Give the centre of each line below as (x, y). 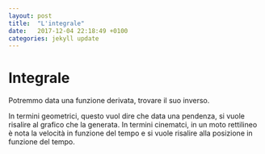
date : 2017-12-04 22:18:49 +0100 (68, 31)
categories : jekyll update (54, 38)
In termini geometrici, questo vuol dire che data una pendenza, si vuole (126, 116)
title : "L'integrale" (46, 23)
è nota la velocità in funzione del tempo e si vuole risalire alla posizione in (130, 133)
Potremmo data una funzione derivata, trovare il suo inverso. (109, 101)
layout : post (30, 16)
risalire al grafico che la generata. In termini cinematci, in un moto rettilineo (133, 125)
